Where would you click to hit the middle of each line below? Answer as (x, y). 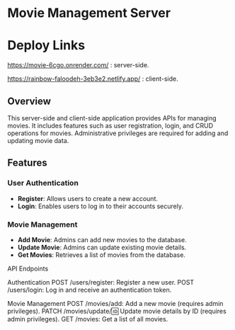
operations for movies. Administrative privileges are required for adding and (118, 133)
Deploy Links (46, 46)
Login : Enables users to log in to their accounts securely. (101, 206)
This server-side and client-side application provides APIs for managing (112, 118)
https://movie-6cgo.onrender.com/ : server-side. (78, 65)
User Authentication (43, 183)
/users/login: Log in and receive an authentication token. (90, 290)
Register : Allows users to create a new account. (87, 198)
